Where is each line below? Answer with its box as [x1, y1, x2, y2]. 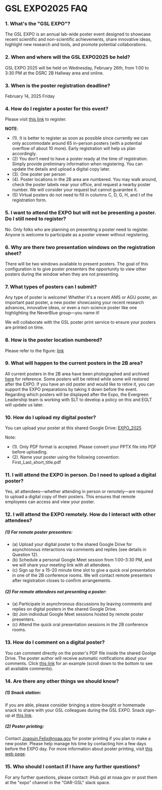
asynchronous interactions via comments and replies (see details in [12, 546, 147, 552]
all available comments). [5, 666, 53, 671]
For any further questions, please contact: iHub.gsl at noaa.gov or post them [5, 774, 158, 780]
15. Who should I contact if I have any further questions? [5, 763, 140, 770]
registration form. [12, 197, 47, 203]
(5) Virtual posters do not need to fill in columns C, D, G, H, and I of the [12, 192, 153, 198]
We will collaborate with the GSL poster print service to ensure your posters [5, 319, 156, 325]
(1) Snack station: [5, 690, 41, 696]
